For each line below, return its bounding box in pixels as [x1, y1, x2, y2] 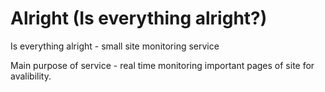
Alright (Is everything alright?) [10, 7, 268, 30]
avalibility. [10, 70, 52, 82]
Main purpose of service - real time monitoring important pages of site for [10, 59, 315, 71]
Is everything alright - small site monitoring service [10, 40, 220, 52]
